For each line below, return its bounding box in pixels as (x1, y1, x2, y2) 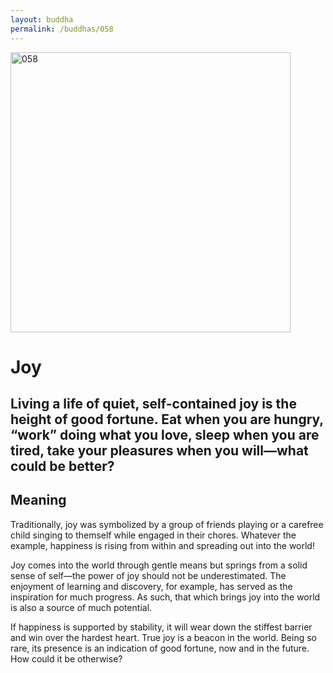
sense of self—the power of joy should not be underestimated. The (10, 569, 287, 581)
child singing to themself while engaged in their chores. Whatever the (10, 529, 297, 541)
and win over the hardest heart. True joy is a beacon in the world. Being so (10, 631, 317, 643)
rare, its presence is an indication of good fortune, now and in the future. (10, 642, 310, 654)
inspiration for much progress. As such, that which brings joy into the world (10, 591, 321, 603)
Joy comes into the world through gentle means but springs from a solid (10, 559, 308, 571)
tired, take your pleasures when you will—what (10, 442, 309, 460)
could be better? (10, 458, 115, 475)
